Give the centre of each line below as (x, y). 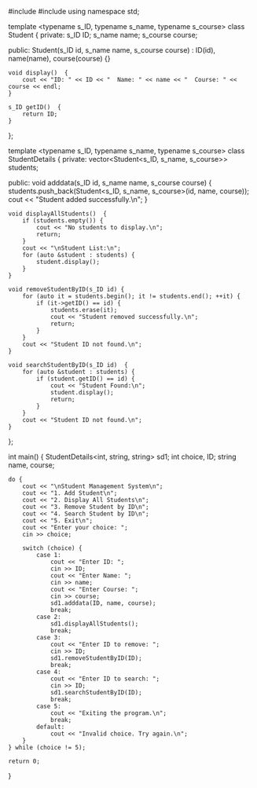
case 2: (49, 617)
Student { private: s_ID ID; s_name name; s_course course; (103, 35)
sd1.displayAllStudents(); (94, 624)
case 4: (49, 672)
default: (51, 727)
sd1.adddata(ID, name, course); (103, 603)
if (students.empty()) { (63, 221)
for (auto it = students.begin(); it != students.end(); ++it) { (132, 296)
